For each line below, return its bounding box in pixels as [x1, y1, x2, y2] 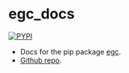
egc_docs [8, 5, 75, 23]
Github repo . [19, 55, 62, 65]
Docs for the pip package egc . [19, 47, 122, 56]
